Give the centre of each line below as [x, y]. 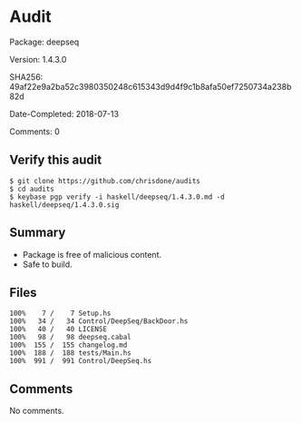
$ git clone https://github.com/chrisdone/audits [105, 181]
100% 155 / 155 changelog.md [68, 345]
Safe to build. [47, 264]
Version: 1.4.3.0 [38, 59]
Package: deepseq [44, 42]
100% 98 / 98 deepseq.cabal [70, 338]
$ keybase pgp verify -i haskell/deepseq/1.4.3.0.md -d [117, 197]
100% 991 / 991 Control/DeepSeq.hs [81, 361]
